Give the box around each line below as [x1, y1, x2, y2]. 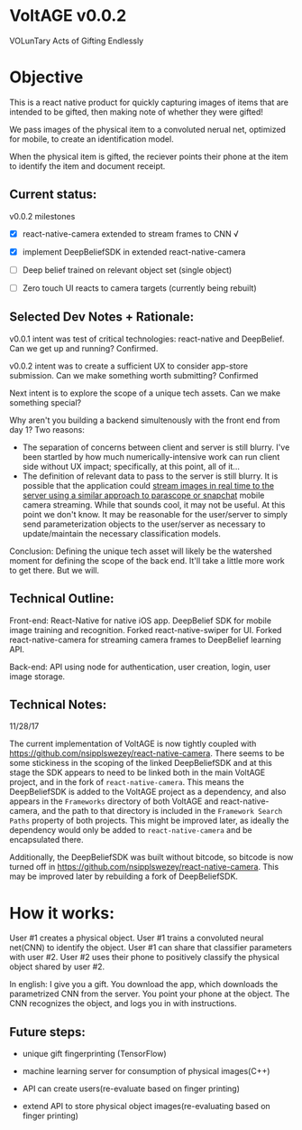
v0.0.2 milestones [9, 210, 76, 221]
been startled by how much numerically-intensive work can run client [22, 451, 280, 462]
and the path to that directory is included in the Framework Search [41, 806, 283, 817]
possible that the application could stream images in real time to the [22, 480, 275, 490]
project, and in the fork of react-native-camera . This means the [9, 777, 245, 788]
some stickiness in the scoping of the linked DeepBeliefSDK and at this [9, 758, 272, 769]
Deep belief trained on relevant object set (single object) [22, 264, 233, 275]
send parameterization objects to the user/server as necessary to [22, 518, 266, 529]
